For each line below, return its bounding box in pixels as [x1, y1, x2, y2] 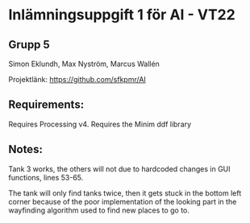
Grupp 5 [8, 38, 50, 52]
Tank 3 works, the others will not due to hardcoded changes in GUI [8, 163, 231, 174]
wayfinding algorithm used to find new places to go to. [8, 205, 190, 215]
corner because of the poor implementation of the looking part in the [8, 196, 237, 206]
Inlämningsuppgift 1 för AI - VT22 [8, 6, 235, 24]
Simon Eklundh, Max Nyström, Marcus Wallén [8, 59, 160, 68]
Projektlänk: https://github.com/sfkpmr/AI [8, 75, 147, 84]
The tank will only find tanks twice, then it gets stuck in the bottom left [8, 188, 242, 198]
